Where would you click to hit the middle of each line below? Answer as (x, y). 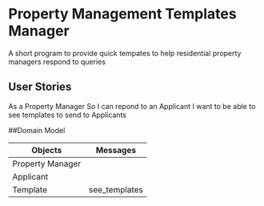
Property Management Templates (123, 14)
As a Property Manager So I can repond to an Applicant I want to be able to (132, 106)
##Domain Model (37, 130)
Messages (116, 150)
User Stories (40, 87)
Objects (47, 150)
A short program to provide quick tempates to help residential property (125, 53)
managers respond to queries (57, 62)
